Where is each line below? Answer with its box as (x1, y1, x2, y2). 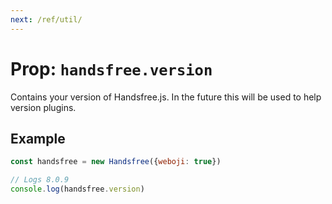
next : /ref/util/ (10, 14, 83, 25)
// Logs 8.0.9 (10, 175, 70, 185)
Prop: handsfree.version (10, 57, 213, 80)
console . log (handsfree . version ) (10, 184, 145, 195)
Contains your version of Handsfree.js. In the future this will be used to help (10, 91, 322, 103)
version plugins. (10, 101, 77, 113)
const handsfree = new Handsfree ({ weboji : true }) (10, 157, 222, 167)
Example (10, 130, 66, 147)
